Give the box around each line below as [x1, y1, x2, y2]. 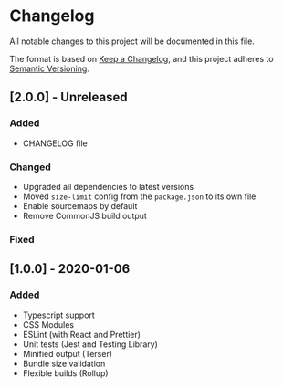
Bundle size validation [22, 358, 106, 369]
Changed [9, 161, 52, 173]
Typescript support [22, 309, 96, 320]
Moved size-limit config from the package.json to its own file [22, 191, 257, 202]
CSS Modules [22, 319, 75, 330]
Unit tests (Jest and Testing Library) [22, 339, 158, 350]
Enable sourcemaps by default [22, 200, 138, 211]
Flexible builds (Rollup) [22, 367, 109, 379]
